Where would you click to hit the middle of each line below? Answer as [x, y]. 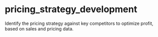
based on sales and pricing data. [39, 28]
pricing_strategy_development [71, 9]
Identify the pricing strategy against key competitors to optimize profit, [79, 23]
